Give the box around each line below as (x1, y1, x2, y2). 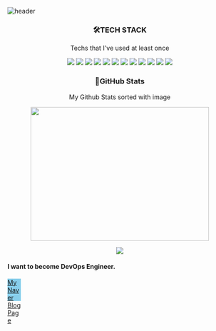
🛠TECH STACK (92, 25, 148, 35)
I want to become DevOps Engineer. (7, 263, 115, 271)
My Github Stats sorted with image (68, 93, 171, 101)
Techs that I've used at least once (70, 44, 170, 53)
